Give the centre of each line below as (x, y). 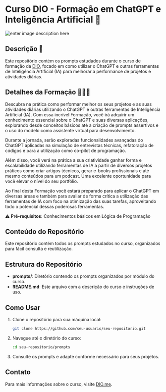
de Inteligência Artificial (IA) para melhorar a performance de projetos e (78, 71)
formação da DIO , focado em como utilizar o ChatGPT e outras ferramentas (82, 66)
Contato (18, 372)
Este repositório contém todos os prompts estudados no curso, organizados (83, 244)
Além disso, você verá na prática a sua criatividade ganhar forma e (74, 160)
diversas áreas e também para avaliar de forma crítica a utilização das (77, 196)
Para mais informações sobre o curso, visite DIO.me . (59, 384)
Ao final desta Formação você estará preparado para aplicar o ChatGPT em (82, 191)
